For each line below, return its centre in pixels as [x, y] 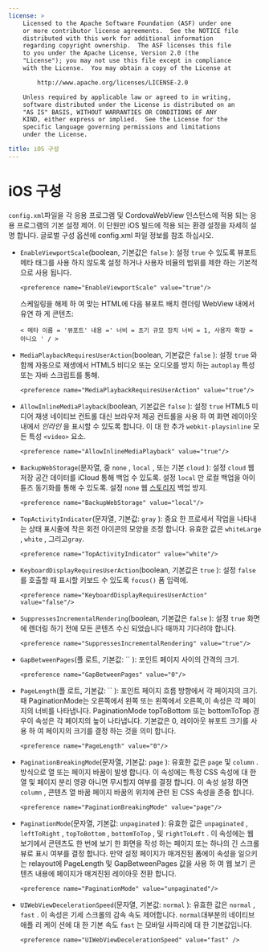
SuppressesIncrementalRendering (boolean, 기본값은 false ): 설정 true [132, 618]
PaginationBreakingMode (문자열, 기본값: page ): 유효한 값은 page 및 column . [139, 761]
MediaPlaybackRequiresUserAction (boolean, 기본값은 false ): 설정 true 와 [139, 355]
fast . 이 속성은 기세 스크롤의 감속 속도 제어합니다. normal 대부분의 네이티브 [137, 914]
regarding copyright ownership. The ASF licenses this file [127, 46]
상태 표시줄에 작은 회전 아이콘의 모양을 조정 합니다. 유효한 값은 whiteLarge [145, 528]
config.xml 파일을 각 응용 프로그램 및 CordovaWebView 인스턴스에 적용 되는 [128, 215]
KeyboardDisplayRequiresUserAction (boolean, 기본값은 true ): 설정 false [138, 570]
